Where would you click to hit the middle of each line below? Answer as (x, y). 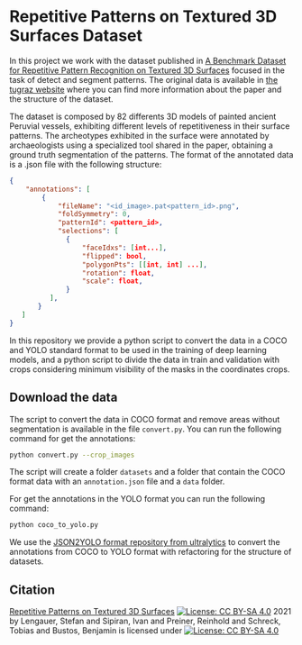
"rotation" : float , (118, 273)
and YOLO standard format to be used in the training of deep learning (138, 350)
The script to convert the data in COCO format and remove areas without (145, 419)
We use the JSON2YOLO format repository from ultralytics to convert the (145, 542)
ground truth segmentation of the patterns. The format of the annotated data (151, 154)
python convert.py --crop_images (72, 455)
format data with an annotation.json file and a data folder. (117, 481)
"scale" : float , (112, 281)
